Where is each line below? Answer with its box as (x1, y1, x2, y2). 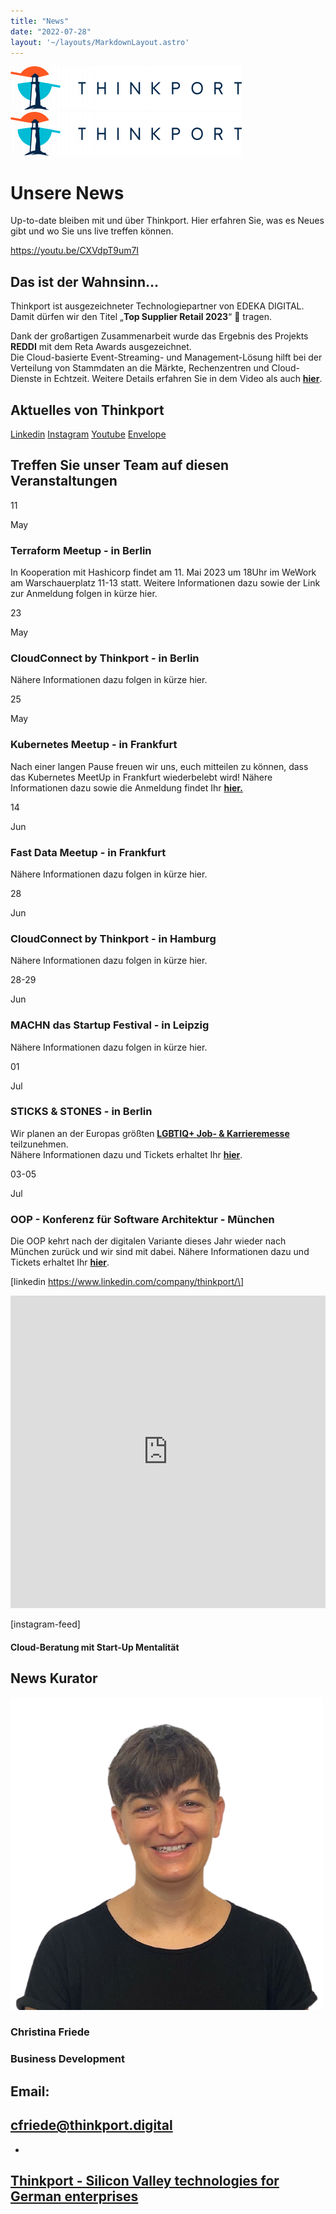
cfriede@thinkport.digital (10, 2117, 173, 2134)
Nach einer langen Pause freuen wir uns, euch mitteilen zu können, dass (10, 760, 309, 772)
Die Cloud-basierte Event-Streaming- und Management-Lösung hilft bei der (10, 351, 323, 364)
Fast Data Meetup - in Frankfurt (10, 845, 167, 859)
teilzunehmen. (10, 1138, 69, 1150)
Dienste (10, 373, 42, 385)
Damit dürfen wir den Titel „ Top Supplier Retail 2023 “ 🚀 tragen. (10, 311, 273, 323)
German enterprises (10, 2188, 139, 2205)
